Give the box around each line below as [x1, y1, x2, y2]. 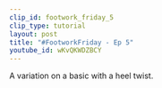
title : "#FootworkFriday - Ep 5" [9, 37, 134, 47]
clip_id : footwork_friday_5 [9, 12, 115, 22]
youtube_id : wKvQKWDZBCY [9, 46, 102, 55]
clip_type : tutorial [9, 21, 87, 30]
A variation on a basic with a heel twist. [9, 70, 154, 81]
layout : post [9, 29, 58, 38]
